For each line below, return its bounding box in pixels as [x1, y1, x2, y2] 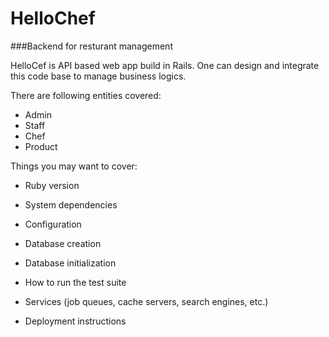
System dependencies [24, 198, 118, 211]
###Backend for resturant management [10, 40, 173, 52]
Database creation [24, 237, 102, 249]
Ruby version [24, 179, 80, 191]
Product [24, 140, 58, 152]
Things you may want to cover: [10, 160, 138, 172]
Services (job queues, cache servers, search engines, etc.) [24, 295, 269, 307]
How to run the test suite [24, 276, 127, 288]
